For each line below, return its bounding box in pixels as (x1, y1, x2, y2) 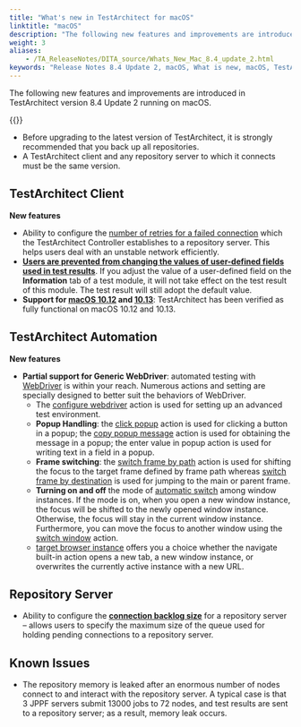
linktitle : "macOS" (9, 21, 82, 30)
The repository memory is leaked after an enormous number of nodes (21, 680, 280, 690)
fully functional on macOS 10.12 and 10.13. (21, 304, 176, 314)
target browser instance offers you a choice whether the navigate (35, 542, 278, 552)
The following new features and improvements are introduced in (9, 87, 246, 98)
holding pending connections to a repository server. (21, 629, 214, 640)
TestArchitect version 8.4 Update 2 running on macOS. (9, 97, 212, 107)
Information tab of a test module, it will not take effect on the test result (21, 275, 288, 286)
